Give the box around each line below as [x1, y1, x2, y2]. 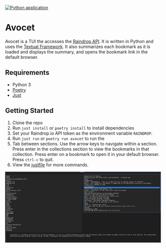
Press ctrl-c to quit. [12, 156, 54, 162]
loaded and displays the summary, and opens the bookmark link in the [5, 49, 148, 54]
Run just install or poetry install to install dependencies [12, 125, 134, 131]
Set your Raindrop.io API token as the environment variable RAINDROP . [12, 130, 153, 136]
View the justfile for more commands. [12, 161, 89, 168]
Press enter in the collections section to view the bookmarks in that [12, 146, 149, 152]
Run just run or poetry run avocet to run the [12, 135, 105, 141]
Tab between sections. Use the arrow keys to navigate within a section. [12, 141, 158, 147]
